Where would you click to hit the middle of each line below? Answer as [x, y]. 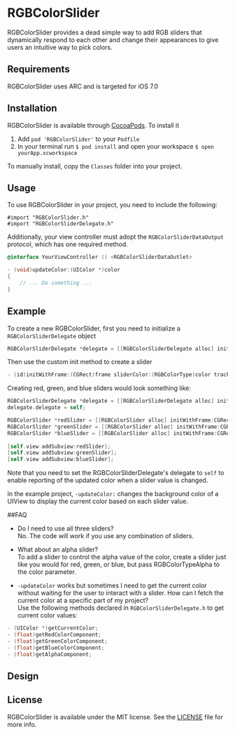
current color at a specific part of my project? [83, 601]
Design [23, 676]
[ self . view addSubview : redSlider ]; [59, 446]
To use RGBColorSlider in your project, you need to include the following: [113, 205]
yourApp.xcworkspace [47, 153]
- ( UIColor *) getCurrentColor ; [53, 628]
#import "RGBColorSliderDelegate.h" [60, 224]
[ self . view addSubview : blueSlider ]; [60, 460]
